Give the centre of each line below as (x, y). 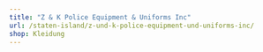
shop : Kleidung (37, 33)
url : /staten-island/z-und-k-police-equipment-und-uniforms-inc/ (131, 26)
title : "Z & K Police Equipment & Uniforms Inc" (100, 17)
